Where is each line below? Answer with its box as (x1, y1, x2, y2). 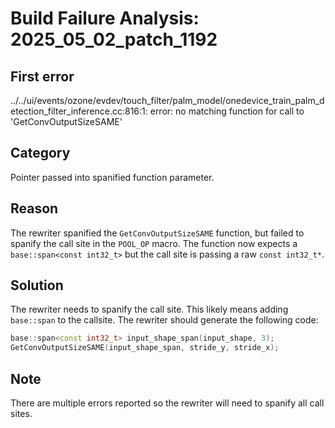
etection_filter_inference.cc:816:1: (10, 105, 148, 117)
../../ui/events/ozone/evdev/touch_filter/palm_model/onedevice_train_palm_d (10, 95, 325, 106)
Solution (10, 277, 64, 294)
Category (10, 145, 71, 162)
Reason (10, 200, 59, 217)
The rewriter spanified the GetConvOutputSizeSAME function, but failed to (10, 227, 305, 239)
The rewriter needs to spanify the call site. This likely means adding (10, 303, 289, 316)
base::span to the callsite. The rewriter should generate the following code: (10, 314, 319, 326)
